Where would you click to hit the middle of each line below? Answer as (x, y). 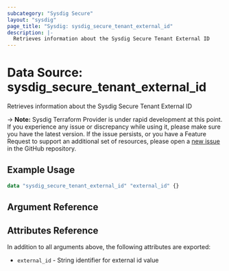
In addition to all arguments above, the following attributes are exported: (109, 246)
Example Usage (41, 170)
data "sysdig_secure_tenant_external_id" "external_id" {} (93, 185)
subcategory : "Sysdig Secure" (50, 13)
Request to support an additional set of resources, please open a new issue (114, 142)
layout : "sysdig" (32, 20)
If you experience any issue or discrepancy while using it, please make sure (114, 127)
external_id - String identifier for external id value (88, 260)
